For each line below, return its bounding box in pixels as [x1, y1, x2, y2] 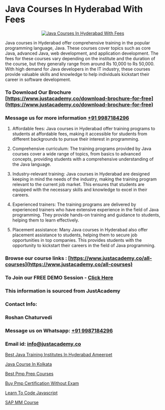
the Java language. [12, 161, 52, 167]
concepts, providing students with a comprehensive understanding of [12, 156, 154, 162]
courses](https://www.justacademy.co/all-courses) [5, 261, 133, 268]
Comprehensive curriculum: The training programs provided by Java [12, 146, 152, 151]
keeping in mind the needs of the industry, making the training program [12, 176, 157, 182]
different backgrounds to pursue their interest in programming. [12, 136, 139, 142]
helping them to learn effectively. [12, 217, 79, 223]
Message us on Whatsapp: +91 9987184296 [5, 327, 113, 334]
